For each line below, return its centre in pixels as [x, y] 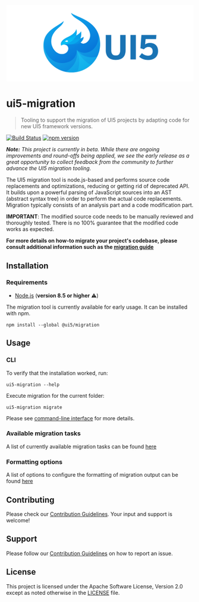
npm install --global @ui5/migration [53, 325]
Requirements [27, 283]
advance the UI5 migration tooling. [49, 169]
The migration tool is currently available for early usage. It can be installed [97, 307]
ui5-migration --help [33, 385]
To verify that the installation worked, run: [57, 373]
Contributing [30, 500]
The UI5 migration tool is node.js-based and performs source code [88, 180]
